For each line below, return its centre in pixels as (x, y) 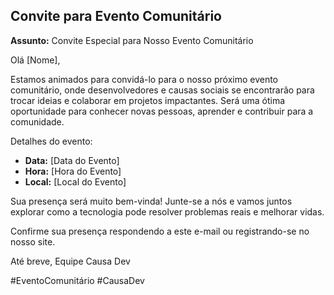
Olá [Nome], (35, 60)
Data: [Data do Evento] (72, 160)
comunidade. (37, 121)
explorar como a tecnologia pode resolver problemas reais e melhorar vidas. (167, 211)
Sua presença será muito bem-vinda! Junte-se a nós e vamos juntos (151, 201)
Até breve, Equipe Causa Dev (70, 261)
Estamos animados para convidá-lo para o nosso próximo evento (144, 79)
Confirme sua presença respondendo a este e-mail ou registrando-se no (160, 231)
